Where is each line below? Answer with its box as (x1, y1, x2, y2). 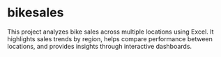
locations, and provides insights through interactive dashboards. (7, 42, 192, 50)
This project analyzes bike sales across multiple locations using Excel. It (7, 27, 214, 36)
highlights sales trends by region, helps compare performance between (7, 34, 213, 43)
